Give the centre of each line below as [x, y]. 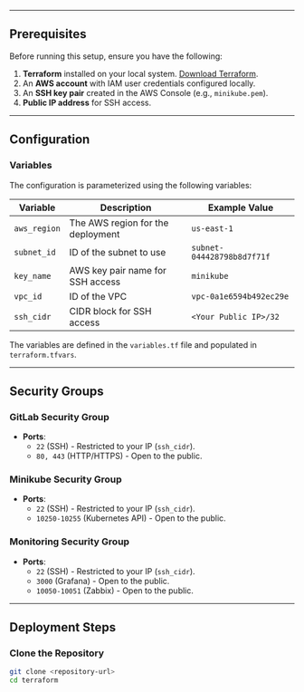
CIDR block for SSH [110, 311]
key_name [33, 276]
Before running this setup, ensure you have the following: [116, 56]
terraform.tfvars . [43, 354]
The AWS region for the [119, 223]
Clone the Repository [57, 653]
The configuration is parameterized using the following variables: [131, 185]
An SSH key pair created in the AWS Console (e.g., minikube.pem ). [145, 92]
